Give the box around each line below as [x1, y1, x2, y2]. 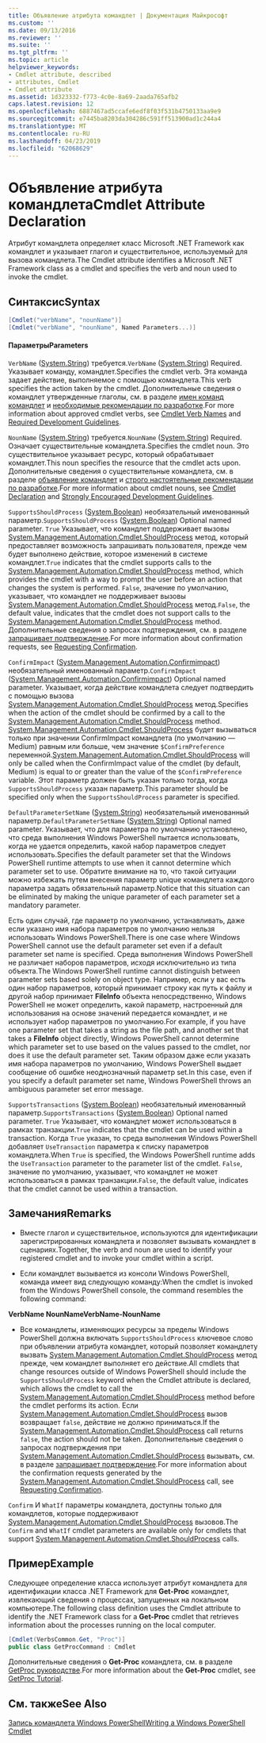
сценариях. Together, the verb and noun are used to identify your [19, 1245, 233, 1254]
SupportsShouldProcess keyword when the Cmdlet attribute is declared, [19, 1375, 252, 1384]
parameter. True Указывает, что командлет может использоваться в [8, 1116, 237, 1127]
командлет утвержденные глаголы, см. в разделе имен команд [8, 392, 224, 401]
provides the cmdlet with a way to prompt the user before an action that [8, 574, 243, 584]
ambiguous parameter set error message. [8, 1085, 144, 1094]
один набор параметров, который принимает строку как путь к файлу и [8, 983, 253, 992]
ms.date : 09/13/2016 [8, 26, 77, 34]
